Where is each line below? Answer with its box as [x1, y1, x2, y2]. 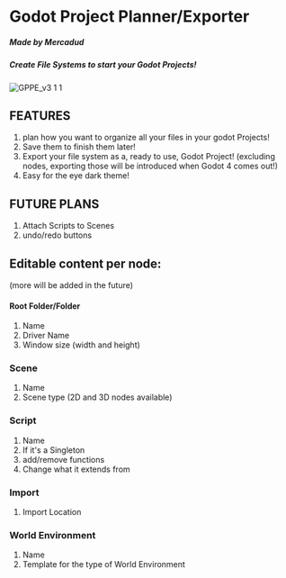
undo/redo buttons [22, 230, 93, 240]
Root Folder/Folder [9, 300, 81, 312]
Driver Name [22, 330, 70, 341]
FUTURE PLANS [9, 196, 100, 212]
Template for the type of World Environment [22, 559, 186, 570]
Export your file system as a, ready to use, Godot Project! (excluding [22, 151, 276, 162]
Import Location [22, 507, 82, 518]
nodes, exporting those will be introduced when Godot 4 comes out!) [22, 160, 279, 172]
